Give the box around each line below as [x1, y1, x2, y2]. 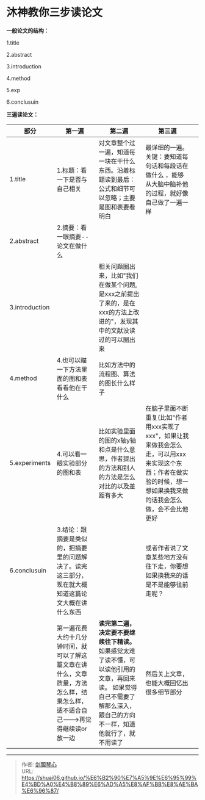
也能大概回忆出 [145, 679, 189, 687]
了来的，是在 [98, 298, 136, 307]
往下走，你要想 [145, 562, 189, 571]
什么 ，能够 [151, 170, 184, 179]
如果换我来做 [151, 486, 189, 495]
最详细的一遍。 [145, 143, 189, 151]
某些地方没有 [151, 553, 189, 561]
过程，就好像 [151, 189, 189, 197]
